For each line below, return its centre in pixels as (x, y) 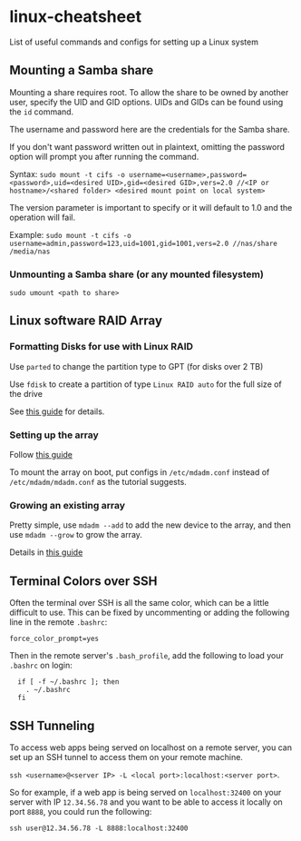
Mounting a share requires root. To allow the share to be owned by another (149, 92)
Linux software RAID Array (86, 321)
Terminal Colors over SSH (83, 581)
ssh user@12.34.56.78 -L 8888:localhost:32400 (99, 828)
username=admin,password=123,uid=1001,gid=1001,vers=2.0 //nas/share (144, 243)
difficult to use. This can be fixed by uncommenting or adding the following (150, 613)
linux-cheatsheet (76, 17)
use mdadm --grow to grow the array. (76, 535)
